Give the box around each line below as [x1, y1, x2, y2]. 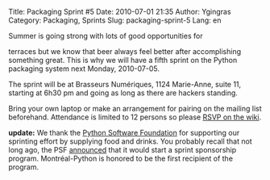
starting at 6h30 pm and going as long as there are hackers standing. [8, 88, 238, 98]
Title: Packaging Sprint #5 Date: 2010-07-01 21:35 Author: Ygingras [8, 7, 231, 16]
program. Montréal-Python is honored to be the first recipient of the [8, 153, 234, 163]
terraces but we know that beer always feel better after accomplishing [8, 47, 242, 56]
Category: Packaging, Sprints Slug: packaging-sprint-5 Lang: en [8, 15, 222, 25]
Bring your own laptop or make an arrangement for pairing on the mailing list [8, 104, 262, 113]
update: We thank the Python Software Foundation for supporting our [8, 128, 240, 137]
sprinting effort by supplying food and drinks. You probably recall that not [8, 136, 252, 146]
